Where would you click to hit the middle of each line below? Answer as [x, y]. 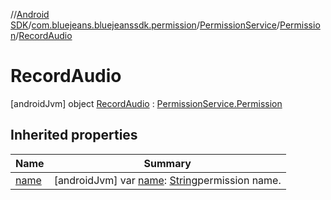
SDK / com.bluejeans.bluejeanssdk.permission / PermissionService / [145, 25]
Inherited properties [74, 135]
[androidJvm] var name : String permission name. [167, 180]
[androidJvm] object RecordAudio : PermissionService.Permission [146, 103]
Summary [167, 163]
